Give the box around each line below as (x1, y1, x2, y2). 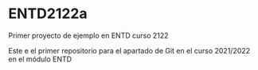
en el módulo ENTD (8, 54, 72, 64)
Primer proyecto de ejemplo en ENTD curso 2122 (8, 31, 169, 40)
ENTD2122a (8, 5, 88, 23)
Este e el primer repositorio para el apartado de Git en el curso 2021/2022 (8, 46, 251, 55)
